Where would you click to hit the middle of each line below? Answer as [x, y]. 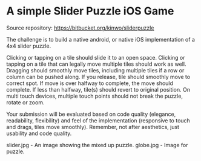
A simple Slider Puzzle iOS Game [90, 11]
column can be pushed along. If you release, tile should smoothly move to [98, 77]
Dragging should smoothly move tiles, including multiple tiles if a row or [95, 70]
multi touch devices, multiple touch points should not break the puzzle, [95, 96]
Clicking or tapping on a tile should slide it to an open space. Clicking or [96, 57]
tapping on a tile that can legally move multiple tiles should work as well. [96, 64]
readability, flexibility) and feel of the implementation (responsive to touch [98, 120]
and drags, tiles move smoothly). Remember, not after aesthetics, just [93, 127]
